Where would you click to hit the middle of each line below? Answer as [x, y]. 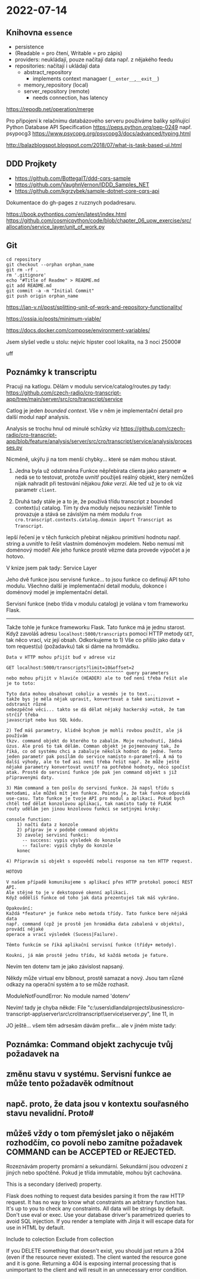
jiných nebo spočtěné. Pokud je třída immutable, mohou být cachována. [94, 1173]
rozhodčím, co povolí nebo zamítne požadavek [94, 1143]
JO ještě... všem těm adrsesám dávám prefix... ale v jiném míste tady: [91, 1026]
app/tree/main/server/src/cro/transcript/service [65, 399]
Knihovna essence [39, 33]
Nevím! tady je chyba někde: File [46, 1008]
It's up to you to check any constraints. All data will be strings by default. [95, 1208]
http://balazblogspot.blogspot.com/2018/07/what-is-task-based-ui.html [94, 145]
